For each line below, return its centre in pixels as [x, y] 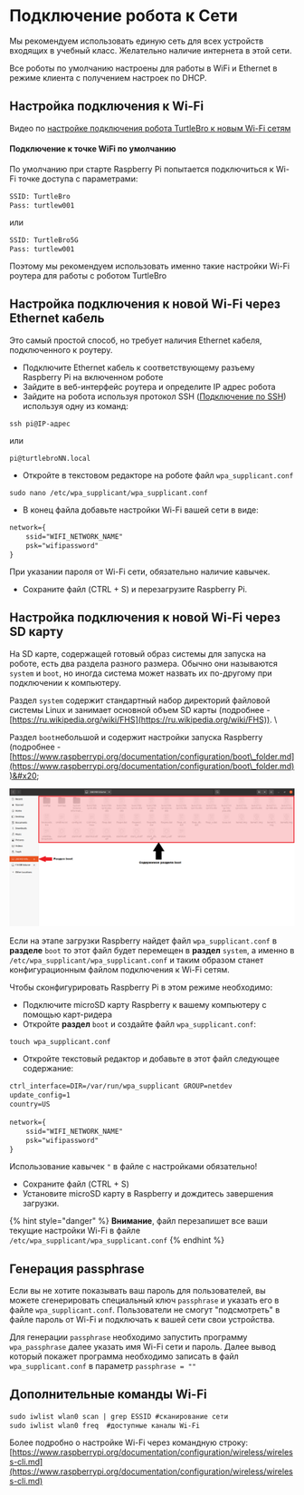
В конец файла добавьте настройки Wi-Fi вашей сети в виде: [141, 510]
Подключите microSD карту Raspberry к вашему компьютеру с [144, 1005]
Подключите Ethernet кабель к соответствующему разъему [138, 367]
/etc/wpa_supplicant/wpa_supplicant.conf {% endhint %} [117, 1240]
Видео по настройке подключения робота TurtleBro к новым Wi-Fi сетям [150, 128]
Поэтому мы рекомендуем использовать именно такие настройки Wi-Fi [150, 266]
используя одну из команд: [75, 406]
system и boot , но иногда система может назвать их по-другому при [141, 673]
